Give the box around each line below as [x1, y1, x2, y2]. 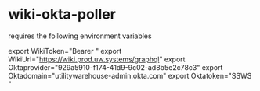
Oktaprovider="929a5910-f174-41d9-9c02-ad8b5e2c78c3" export [8, 62, 223, 72]
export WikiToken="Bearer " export [8, 46, 122, 55]
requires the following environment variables [8, 31, 152, 40]
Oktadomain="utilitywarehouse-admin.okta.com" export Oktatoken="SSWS [8, 71, 252, 80]
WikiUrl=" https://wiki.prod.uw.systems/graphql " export [8, 54, 186, 64]
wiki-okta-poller [8, 5, 116, 23]
